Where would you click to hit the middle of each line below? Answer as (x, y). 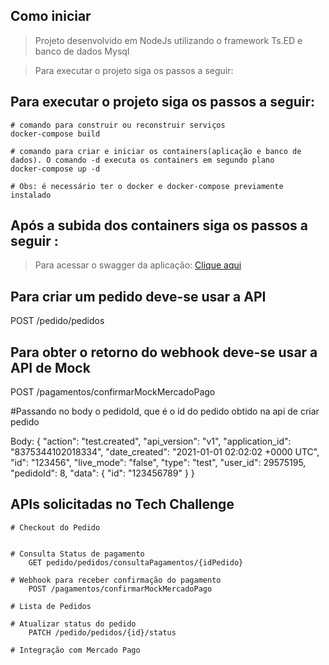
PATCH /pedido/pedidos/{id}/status (102, 632)
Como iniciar (51, 16)
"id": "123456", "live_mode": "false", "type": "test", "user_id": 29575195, (158, 463)
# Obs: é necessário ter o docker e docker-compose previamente (147, 186)
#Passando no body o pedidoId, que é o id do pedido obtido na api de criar (165, 411)
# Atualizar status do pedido (73, 624)
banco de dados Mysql (82, 51)
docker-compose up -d (55, 169)
